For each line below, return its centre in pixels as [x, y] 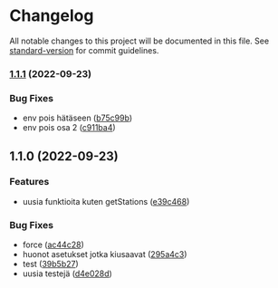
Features [29, 182]
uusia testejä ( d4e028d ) [67, 274]
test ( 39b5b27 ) [50, 264]
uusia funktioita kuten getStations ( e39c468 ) [106, 201]
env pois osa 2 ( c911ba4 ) [69, 128]
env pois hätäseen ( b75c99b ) [77, 118]
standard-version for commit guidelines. [84, 50]
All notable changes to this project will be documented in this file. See [139, 41]
